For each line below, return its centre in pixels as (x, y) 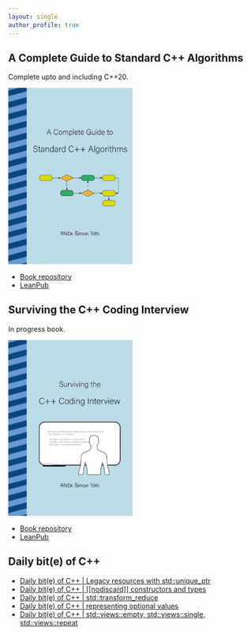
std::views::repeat (49, 622)
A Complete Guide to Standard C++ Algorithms (126, 58)
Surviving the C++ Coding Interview (99, 310)
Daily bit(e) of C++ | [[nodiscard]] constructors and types (113, 589)
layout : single (33, 17)
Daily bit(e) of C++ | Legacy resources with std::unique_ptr (115, 581)
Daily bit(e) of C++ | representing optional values (99, 606)
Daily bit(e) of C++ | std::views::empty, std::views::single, (112, 614)
